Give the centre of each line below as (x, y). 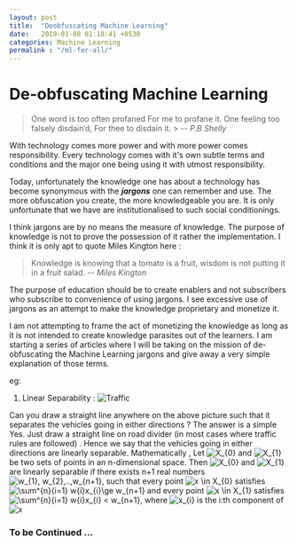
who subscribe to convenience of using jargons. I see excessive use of (139, 299)
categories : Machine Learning (65, 42)
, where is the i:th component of (212, 500)
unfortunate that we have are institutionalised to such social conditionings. (145, 210)
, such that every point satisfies (184, 481)
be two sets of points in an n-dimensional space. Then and (132, 462)
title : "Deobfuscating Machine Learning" (89, 26)
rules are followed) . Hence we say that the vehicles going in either (131, 444)
